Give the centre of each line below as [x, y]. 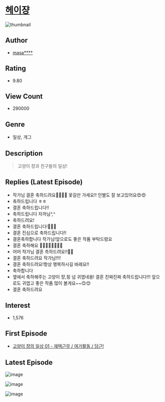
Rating [16, 69]
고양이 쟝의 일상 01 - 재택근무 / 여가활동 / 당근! [58, 346]
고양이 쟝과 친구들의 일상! [43, 166]
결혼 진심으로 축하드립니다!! [39, 233]
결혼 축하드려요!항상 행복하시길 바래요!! [51, 264]
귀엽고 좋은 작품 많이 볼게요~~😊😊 [56, 283]
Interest [18, 306]
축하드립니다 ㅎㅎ [29, 201]
